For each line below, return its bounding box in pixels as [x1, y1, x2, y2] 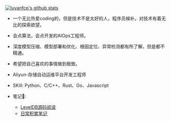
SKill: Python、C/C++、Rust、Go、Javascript [12, 82, 109, 88]
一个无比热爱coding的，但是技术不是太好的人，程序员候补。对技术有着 [12, 15, 162, 21]
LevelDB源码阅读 [20, 104, 56, 110]
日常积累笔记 [20, 110, 47, 116]
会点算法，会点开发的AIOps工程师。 [12, 33, 88, 38]
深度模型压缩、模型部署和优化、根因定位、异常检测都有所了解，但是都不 [12, 43, 165, 50]
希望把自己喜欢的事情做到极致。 [12, 61, 80, 66]
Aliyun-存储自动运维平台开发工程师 [12, 71, 87, 78]
